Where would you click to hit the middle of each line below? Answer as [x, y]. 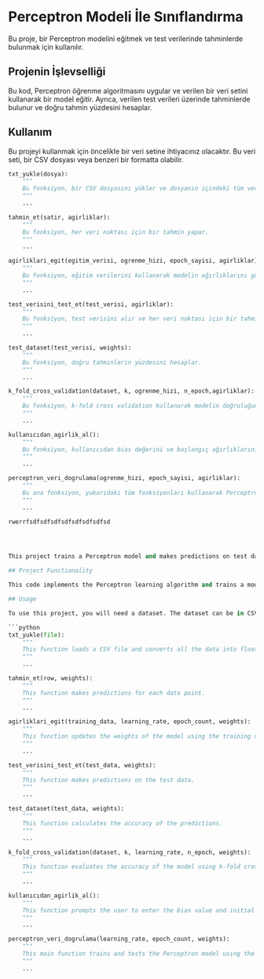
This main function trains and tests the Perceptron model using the [139, 954]
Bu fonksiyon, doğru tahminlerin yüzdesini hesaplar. [112, 362]
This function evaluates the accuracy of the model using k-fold [132, 867]
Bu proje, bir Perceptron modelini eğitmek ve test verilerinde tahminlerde [126, 39]
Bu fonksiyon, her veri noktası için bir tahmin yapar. [116, 232]
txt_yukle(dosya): [38, 174]
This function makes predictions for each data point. [114, 693]
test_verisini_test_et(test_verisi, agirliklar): [91, 304]
